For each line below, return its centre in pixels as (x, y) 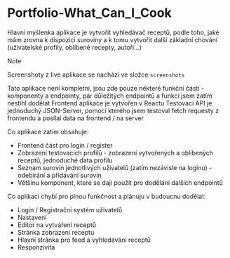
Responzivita (36, 247)
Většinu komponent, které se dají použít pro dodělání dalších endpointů (120, 182)
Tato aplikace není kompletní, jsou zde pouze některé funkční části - (106, 88)
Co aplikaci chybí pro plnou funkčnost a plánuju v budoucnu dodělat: (107, 196)
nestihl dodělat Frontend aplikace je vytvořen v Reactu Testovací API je (110, 103)
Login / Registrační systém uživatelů (70, 209)
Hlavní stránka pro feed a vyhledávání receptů (84, 240)
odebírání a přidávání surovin (59, 175)
